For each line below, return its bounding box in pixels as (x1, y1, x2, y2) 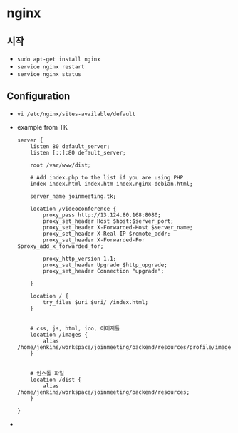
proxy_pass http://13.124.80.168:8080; (43, 212, 161, 219)
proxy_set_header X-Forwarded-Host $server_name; (43, 224, 193, 231)
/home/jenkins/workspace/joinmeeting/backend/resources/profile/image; (16, 343, 234, 350)
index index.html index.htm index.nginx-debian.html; (30, 180, 193, 187)
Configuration (6, 90, 71, 103)
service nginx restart (16, 63, 85, 71)
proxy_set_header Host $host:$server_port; (43, 217, 174, 225)
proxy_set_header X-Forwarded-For (43, 236, 145, 244)
